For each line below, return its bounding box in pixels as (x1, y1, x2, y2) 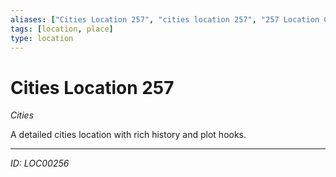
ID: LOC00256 (10, 157, 70, 170)
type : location (10, 33, 74, 43)
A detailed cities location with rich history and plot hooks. (10, 129, 247, 141)
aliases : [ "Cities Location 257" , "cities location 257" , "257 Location (10, 14, 320, 25)
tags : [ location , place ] (10, 24, 114, 34)
